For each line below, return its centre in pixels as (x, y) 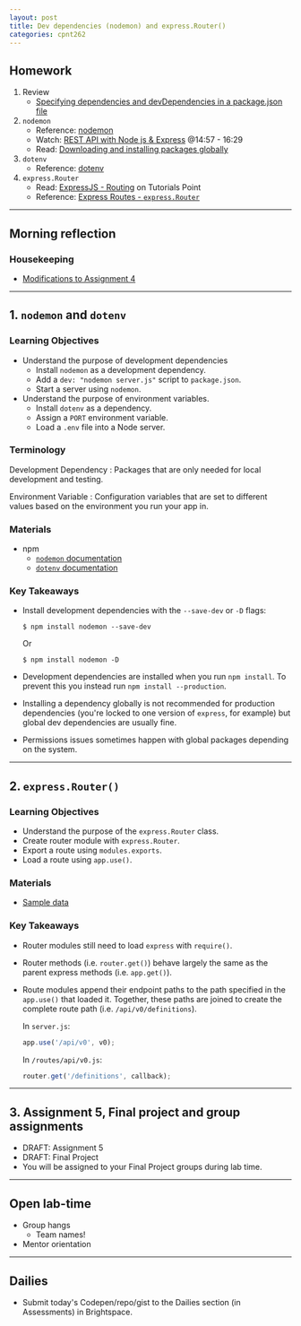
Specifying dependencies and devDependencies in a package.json (159, 102)
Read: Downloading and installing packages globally (132, 150)
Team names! (60, 1235)
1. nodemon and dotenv (68, 315)
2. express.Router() (64, 786)
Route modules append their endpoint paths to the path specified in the (154, 989)
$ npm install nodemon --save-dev (86, 627)
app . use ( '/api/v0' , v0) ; (69, 1042)
